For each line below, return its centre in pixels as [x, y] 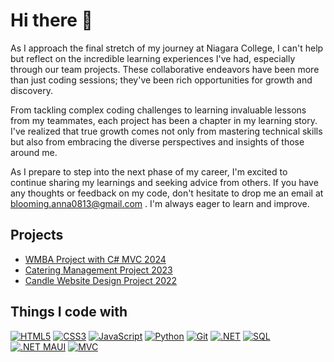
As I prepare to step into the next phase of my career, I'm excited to [149, 171]
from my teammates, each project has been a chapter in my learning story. [164, 120]
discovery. [32, 90]
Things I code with [69, 312]
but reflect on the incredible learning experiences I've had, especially [153, 58]
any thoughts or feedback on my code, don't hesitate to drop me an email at [167, 193]
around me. [34, 152]
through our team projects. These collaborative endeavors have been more [165, 69]
